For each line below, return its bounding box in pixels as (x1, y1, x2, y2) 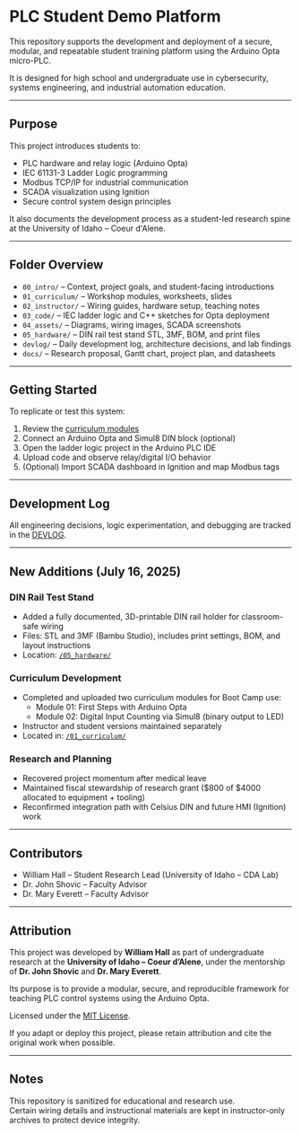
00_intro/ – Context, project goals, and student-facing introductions (21, 281, 275, 292)
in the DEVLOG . (9, 530, 67, 541)
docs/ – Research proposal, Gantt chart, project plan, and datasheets (21, 347, 276, 358)
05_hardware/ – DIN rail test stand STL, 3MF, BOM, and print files (21, 329, 261, 339)
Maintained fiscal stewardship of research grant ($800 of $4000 (21, 783, 262, 794)
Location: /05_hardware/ (21, 649, 112, 660)
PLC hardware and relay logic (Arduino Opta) (21, 157, 188, 168)
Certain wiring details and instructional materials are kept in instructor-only (9, 1104, 285, 1115)
